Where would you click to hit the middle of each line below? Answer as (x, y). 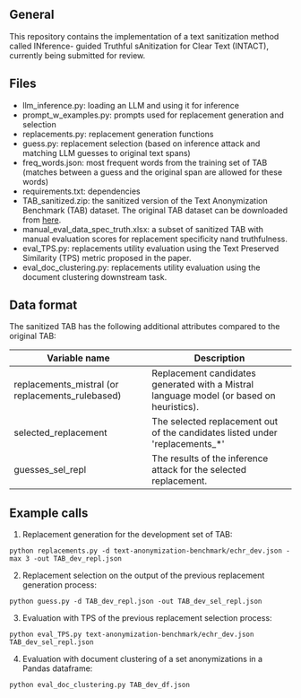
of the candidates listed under (215, 432)
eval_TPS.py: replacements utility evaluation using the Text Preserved (150, 248)
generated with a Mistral (202, 385)
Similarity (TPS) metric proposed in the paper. (107, 257)
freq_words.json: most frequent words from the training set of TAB (145, 162)
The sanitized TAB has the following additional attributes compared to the (145, 327)
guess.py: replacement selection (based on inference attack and (141, 144)
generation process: (59, 585)
